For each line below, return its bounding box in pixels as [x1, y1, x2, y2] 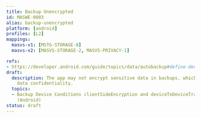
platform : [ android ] [6, 25, 58, 32]
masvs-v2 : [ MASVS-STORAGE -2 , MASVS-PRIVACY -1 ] [11, 48, 130, 54]
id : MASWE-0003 [6, 14, 44, 20]
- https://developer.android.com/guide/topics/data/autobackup [6, 64, 167, 70]
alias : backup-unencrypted [6, 20, 74, 26]
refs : [6, 58, 20, 64]
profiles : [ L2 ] [6, 31, 44, 37]
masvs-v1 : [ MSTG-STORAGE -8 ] [11, 42, 82, 48]
